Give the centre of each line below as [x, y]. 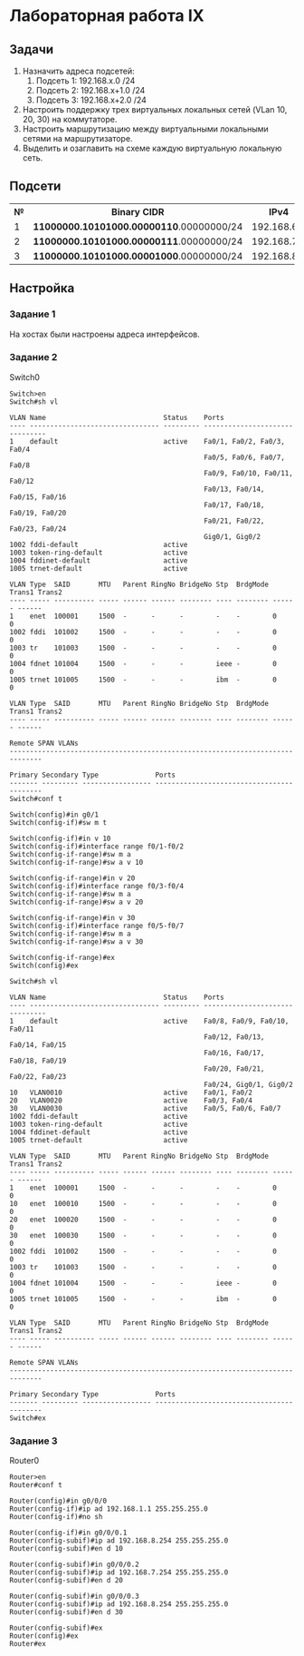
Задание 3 [33, 1441]
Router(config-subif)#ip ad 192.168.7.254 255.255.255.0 [119, 1573]
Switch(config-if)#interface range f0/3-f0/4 [96, 886]
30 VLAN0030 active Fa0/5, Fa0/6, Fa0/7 [145, 1108]
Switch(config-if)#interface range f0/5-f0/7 [96, 926]
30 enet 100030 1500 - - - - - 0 [143, 1235]
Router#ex [28, 1644]
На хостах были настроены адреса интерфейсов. [105, 334]
